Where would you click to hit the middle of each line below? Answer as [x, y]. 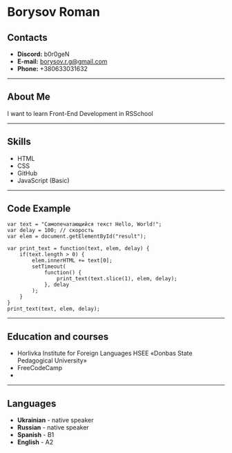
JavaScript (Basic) [43, 180]
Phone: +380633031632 [52, 69]
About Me [29, 97]
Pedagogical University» [52, 360]
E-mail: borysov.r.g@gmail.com [62, 61]
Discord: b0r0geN [43, 54]
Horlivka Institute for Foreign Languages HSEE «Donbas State [105, 354]
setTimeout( [49, 267]
